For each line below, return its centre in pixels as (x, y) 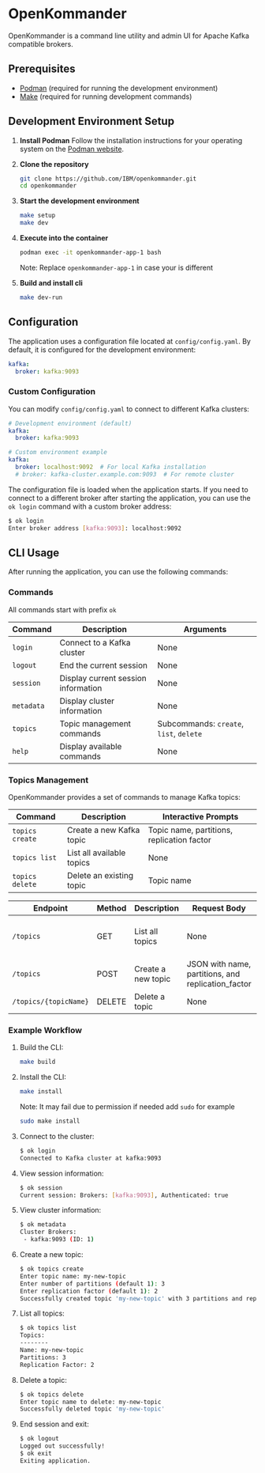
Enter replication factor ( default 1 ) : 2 (89, 1291)
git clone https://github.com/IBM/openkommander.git (108, 179)
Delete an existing (100, 875)
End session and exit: (54, 1424)
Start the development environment (79, 201)
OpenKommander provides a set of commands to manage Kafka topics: (124, 797)
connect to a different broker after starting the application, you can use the (129, 498)
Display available (91, 746)
